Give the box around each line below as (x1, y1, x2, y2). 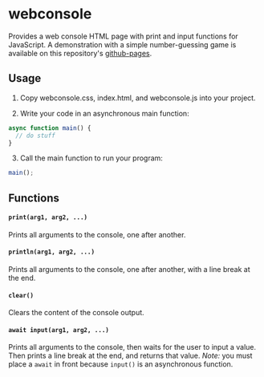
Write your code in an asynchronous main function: (19, 108, 190, 118)
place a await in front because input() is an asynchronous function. (8, 359, 234, 369)
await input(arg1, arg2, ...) (8, 326, 110, 334)
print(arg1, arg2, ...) (8, 213, 88, 221)
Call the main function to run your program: (19, 153, 163, 163)
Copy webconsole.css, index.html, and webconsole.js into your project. (19, 93, 256, 103)
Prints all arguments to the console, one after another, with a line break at (8, 265, 250, 274)
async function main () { (8, 124, 91, 132)
